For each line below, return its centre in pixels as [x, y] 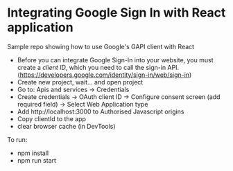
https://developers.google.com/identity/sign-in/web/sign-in [104, 75]
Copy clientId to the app [52, 118]
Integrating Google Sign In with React [116, 13]
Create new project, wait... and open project [80, 82]
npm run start [37, 160]
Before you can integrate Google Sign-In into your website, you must [115, 60]
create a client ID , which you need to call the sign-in [92, 67]
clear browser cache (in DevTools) [66, 126]
